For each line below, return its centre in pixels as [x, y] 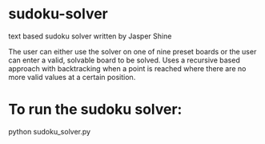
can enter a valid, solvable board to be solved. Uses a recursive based [124, 60]
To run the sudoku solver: [95, 110]
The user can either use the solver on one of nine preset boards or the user [132, 51]
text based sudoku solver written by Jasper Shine [90, 36]
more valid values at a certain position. [72, 77]
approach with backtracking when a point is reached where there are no [127, 68]
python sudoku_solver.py [49, 131]
